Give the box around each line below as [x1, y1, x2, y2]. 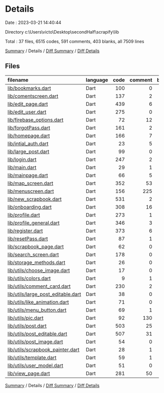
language [85, 77, 108, 83]
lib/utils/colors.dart [7, 275, 51, 281]
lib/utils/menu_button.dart [7, 306, 67, 313]
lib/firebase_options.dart [7, 116, 63, 123]
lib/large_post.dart [7, 148, 50, 155]
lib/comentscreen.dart [7, 93, 59, 99]
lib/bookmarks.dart [7, 84, 51, 91]
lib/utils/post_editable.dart [7, 330, 67, 337]
